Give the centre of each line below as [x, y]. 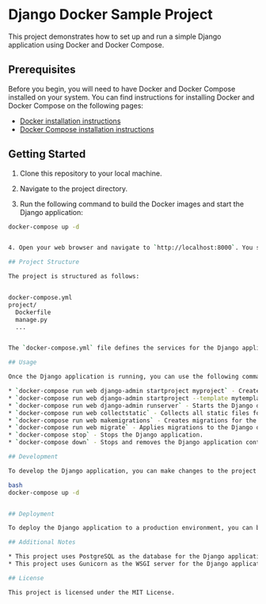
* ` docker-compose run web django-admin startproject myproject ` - [122, 391]
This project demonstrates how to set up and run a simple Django [115, 36]
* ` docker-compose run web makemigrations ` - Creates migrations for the [133, 421]
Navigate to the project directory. [74, 188]
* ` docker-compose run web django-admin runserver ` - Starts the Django [131, 406]
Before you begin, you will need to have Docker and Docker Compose [122, 89]
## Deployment [32, 514]
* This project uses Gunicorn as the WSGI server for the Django [118, 564]
